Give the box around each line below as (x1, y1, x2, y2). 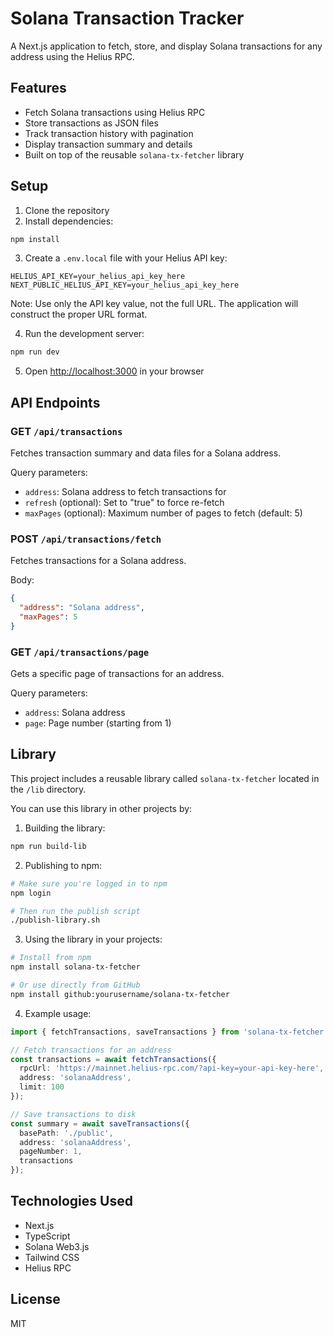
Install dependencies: (24, 215, 114, 227)
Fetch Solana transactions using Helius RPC (24, 106, 206, 118)
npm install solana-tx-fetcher (10, 962, 141, 972)
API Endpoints (10, 394, 101, 411)
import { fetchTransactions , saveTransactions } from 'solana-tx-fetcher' (10, 1027, 329, 1037)
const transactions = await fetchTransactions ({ (10, 1054, 217, 1064)
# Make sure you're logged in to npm (10, 878, 168, 889)
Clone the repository (24, 204, 110, 216)
